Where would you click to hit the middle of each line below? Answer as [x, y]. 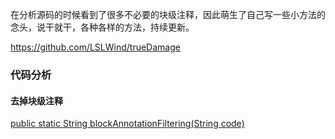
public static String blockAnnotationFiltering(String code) [127, 124]
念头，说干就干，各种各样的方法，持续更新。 [102, 27]
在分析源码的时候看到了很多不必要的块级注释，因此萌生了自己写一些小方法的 [168, 14]
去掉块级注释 [36, 100]
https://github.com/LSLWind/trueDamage [95, 47]
